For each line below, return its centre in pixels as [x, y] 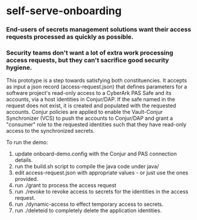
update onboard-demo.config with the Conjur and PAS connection [96, 154]
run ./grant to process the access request [66, 186]
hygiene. [19, 68]
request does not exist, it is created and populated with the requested [91, 106]
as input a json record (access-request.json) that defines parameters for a [97, 87]
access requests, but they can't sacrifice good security [88, 60]
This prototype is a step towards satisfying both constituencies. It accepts [96, 81]
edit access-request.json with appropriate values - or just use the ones [101, 173]
